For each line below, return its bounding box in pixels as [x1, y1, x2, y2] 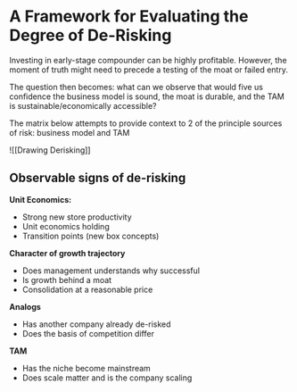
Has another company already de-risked [21, 319, 171, 329]
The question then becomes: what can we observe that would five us [9, 81, 263, 92]
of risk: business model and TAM [9, 127, 130, 138]
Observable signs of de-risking [9, 171, 186, 186]
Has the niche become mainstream [21, 363, 152, 373]
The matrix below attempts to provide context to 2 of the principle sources [9, 118, 283, 129]
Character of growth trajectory [9, 247, 126, 258]
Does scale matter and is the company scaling [21, 372, 193, 383]
